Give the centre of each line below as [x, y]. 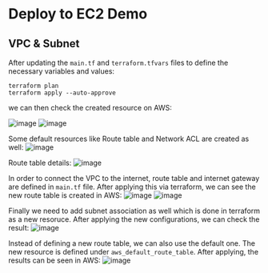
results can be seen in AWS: [55, 260]
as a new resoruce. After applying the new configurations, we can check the [134, 219]
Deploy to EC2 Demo [78, 14]
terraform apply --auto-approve [62, 93]
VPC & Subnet [44, 44]
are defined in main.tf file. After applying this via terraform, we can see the [132, 187]
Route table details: [40, 163]
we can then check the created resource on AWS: [90, 108]
